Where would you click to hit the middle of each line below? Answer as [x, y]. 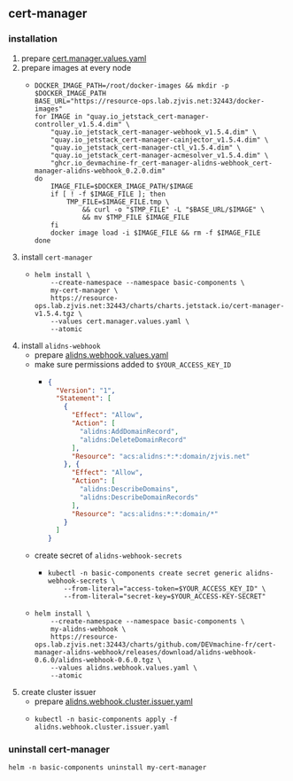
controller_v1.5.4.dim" [78, 124]
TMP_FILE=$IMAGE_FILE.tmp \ [118, 202]
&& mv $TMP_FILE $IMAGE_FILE [135, 217]
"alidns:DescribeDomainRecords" [139, 497]
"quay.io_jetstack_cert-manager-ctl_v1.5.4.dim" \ [146, 147]
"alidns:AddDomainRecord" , [129, 431]
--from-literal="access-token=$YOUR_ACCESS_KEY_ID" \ [165, 589]
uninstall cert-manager [59, 749]
